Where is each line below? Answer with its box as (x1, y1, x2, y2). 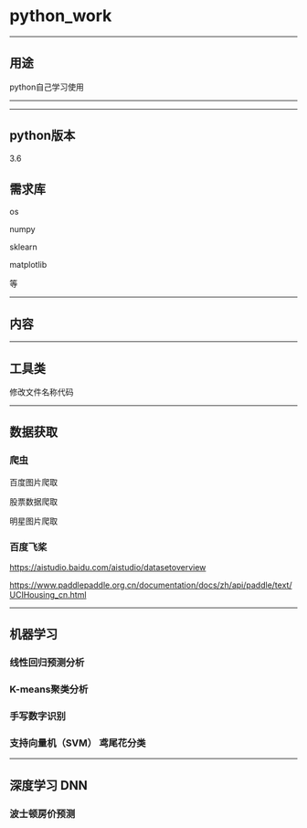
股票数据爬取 (9, 495, 58, 507)
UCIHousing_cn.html (9, 589, 87, 600)
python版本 (9, 128, 76, 143)
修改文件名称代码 (9, 387, 74, 398)
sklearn (9, 241, 38, 252)
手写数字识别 (9, 710, 67, 723)
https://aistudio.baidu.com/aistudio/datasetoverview (9, 561, 206, 572)
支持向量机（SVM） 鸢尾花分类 (9, 737, 146, 749)
